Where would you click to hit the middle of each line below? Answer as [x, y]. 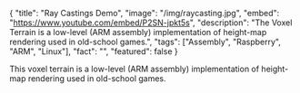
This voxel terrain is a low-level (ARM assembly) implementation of [135, 69]
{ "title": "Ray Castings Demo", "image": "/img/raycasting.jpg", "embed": [145, 13]
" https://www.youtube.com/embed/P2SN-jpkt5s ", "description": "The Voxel [151, 23]
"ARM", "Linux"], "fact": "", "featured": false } [94, 51]
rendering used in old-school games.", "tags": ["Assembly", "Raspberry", [145, 42]
